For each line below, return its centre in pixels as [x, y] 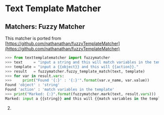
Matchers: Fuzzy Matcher [45, 27]
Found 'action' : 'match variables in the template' [60, 90]
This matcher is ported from [33, 38]
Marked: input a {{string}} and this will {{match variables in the [76, 98]
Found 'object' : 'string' [32, 85]
